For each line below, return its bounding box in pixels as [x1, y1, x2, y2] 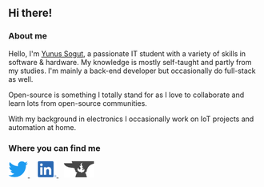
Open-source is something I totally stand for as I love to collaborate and [8, 90, 245, 100]
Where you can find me [8, 142, 101, 153]
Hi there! [8, 6, 53, 20]
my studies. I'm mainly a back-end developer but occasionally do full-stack [8, 66, 256, 75]
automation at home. [8, 122, 77, 132]
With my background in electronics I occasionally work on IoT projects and [8, 114, 254, 124]
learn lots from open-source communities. [8, 98, 148, 108]
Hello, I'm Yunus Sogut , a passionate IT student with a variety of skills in [8, 48, 246, 59]
